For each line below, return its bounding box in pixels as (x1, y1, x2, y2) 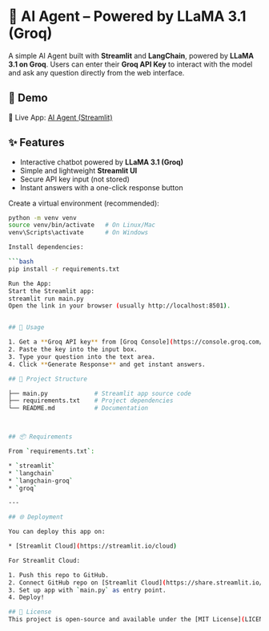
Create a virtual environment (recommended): (8, 198, 160, 208)
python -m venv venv (8, 214, 78, 222)
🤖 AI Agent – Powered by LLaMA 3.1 (8, 7, 247, 26)
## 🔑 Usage (8, 324, 45, 332)
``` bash (8, 258, 34, 266)
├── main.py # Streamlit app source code (8, 389, 192, 397)
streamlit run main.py (8, 295, 84, 303)
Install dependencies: (8, 243, 84, 251)
